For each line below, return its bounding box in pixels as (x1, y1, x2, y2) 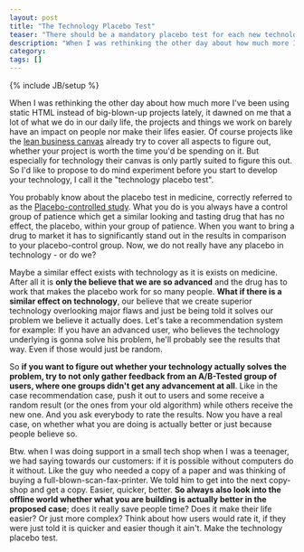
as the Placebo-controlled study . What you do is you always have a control (9, 201, 288, 212)
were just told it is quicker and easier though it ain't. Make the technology (9, 523, 283, 533)
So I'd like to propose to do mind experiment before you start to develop (9, 164, 278, 175)
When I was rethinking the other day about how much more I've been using (9, 98, 290, 108)
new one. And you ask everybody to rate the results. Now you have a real (9, 409, 283, 420)
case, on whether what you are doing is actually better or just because (9, 419, 272, 429)
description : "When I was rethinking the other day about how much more (9, 38, 290, 48)
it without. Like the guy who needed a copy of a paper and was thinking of (9, 465, 287, 475)
